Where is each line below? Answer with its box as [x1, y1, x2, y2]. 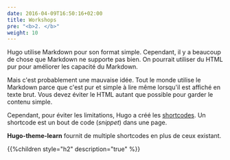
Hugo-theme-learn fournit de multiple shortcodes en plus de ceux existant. [7, 132, 222, 140]
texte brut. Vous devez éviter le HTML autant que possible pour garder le [7, 91, 214, 99]
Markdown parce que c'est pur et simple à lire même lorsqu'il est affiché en [7, 83, 221, 91]
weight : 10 [7, 29, 38, 36]
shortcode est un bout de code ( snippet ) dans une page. [7, 118, 168, 127]
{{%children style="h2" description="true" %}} [7, 145, 141, 153]
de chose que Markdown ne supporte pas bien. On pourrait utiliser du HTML [7, 56, 223, 64]
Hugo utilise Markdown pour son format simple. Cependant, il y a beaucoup [7, 48, 221, 56]
